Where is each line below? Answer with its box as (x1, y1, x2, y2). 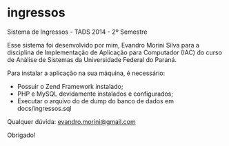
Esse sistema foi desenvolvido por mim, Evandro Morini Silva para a (7, 41, 200, 49)
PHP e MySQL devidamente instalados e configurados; (17, 90, 174, 98)
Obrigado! (7, 131, 36, 139)
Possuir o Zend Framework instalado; (17, 82, 123, 90)
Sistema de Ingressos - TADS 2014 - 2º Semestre (7, 28, 148, 36)
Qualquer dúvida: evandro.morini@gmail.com (7, 117, 136, 125)
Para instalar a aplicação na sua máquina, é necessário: (7, 69, 166, 77)
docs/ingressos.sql (17, 104, 72, 112)
